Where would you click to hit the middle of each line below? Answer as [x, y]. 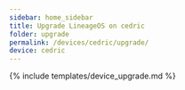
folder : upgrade [39, 34]
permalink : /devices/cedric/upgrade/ [79, 42]
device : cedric [37, 51]
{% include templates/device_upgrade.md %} [92, 76]
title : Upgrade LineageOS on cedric [77, 26]
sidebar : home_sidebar [51, 17]
